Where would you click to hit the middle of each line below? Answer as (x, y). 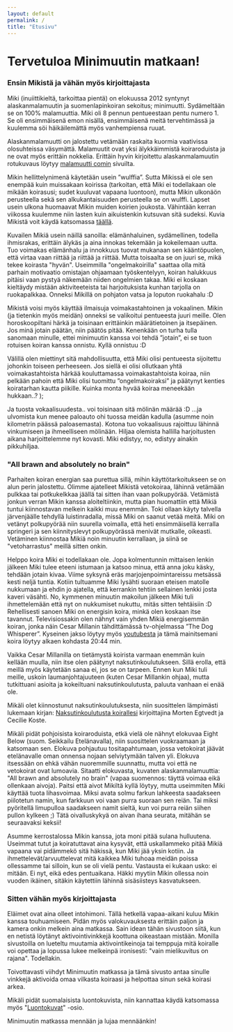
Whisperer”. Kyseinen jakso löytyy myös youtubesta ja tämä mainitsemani (112, 634)
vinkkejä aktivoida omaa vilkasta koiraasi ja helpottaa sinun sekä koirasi (109, 979)
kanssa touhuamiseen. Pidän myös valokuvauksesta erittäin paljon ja (105, 921)
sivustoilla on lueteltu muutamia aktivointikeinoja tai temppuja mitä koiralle (113, 943)
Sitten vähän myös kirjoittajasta (62, 899)
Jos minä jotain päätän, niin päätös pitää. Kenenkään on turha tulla (102, 330)
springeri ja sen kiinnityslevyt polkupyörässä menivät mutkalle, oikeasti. (110, 532)
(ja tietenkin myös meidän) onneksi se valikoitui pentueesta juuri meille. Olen (116, 315)
